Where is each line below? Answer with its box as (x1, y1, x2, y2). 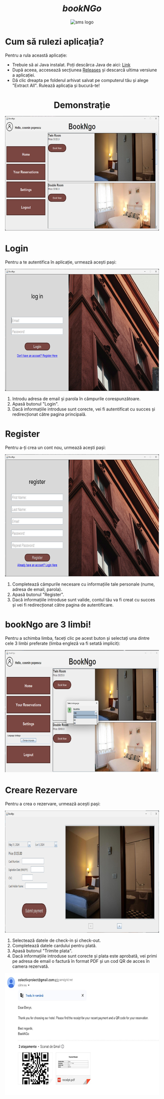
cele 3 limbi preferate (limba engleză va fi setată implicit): (5, 640, 121, 646)
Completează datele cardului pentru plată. (12, 942, 97, 948)
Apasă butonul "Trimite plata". (12, 948, 73, 954)
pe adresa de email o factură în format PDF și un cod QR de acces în (12, 958, 150, 964)
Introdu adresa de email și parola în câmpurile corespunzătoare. (12, 396, 141, 402)
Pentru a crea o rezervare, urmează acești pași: (5, 801, 101, 807)
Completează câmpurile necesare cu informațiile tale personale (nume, (12, 581, 155, 587)
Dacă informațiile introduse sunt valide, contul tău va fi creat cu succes (12, 596, 155, 603)
